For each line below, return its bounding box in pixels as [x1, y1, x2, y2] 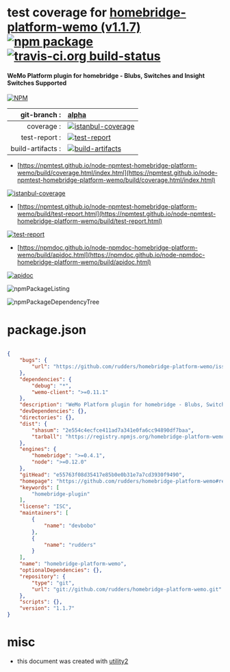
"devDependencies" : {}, [19, 408, 88, 415]
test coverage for [7, 5, 107, 21]
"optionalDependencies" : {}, [19, 567, 103, 574]
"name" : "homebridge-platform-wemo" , [19, 560, 127, 567]
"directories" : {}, [19, 414, 75, 422]
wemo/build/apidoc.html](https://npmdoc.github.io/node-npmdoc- [16, 251, 205, 259]
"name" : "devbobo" [43, 522, 97, 529]
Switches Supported [7, 79, 67, 87]
